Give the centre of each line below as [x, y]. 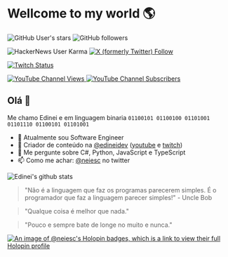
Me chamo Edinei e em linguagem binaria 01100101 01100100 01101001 [109, 117]
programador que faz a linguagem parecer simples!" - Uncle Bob [118, 197]
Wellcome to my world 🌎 [81, 14]
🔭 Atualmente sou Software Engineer [71, 137]
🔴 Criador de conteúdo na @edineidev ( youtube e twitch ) [100, 145]
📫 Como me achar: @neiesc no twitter [74, 160]
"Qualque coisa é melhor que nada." [77, 211]
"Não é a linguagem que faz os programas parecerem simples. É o [120, 190]
